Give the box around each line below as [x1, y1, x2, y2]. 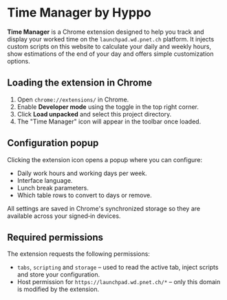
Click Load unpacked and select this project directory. [17, 110, 172, 118]
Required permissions [7, 231, 104, 243]
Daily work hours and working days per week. [17, 169, 147, 177]
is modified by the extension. [17, 285, 100, 294]
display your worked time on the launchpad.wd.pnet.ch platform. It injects [7, 34, 215, 43]
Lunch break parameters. [17, 183, 89, 192]
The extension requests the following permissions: [7, 250, 150, 258]
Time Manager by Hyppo [7, 5, 151, 21]
